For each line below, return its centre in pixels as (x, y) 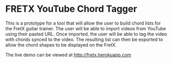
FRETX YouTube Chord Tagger (71, 9)
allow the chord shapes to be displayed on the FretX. (61, 45)
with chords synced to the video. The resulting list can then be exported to (84, 39)
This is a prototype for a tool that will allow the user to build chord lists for (83, 23)
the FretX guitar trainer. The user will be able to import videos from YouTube (85, 28)
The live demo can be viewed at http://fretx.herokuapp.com (68, 55)
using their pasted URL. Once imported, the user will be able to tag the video (86, 34)
